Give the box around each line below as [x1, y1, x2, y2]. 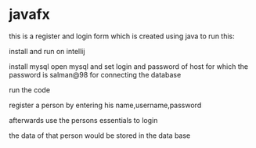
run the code [9, 85, 50, 95]
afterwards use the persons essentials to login [9, 115, 158, 125]
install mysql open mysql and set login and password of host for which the [9, 61, 249, 71]
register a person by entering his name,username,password [9, 100, 202, 110]
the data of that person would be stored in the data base [9, 131, 191, 140]
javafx [9, 5, 50, 23]
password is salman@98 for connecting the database [9, 70, 182, 79]
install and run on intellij [9, 46, 85, 56]
